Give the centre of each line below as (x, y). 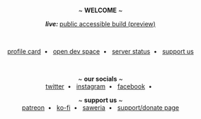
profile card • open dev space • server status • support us (100, 51)
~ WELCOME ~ (100, 10)
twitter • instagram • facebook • (99, 86)
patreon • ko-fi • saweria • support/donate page (100, 108)
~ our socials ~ (100, 79)
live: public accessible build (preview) (100, 24)
